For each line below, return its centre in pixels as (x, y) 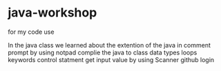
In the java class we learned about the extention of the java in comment (109, 45)
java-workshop (52, 13)
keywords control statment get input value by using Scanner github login (111, 59)
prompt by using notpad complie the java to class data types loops (103, 52)
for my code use (31, 32)
